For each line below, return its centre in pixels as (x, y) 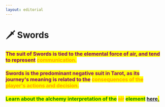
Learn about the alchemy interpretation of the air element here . (82, 99)
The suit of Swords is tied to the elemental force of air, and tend (83, 54)
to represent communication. (41, 60)
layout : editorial (24, 10)
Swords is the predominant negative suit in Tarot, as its (73, 73)
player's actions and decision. (42, 85)
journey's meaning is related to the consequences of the (75, 79)
